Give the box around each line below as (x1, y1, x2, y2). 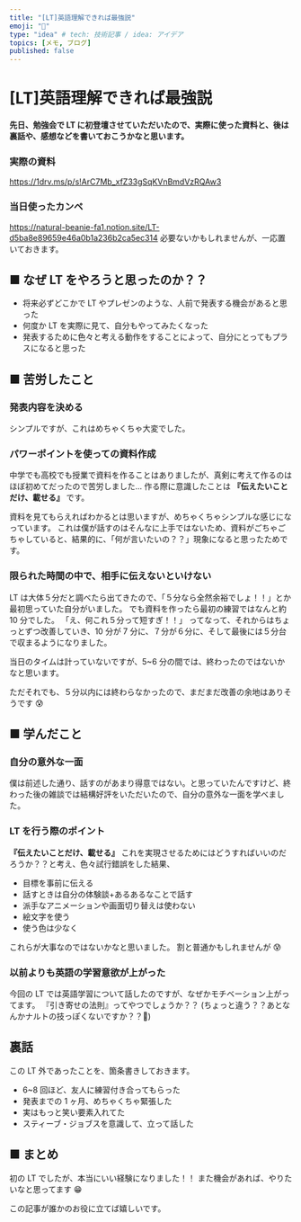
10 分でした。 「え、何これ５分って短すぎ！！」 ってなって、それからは (9, 614, 275, 625)
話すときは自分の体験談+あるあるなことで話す (22, 888, 193, 899)
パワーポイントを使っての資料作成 (9, 448, 156, 460)
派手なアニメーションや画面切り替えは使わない (22, 900, 196, 911)
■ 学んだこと (9, 727, 83, 742)
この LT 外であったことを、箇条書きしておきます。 (9, 1065, 195, 1075)
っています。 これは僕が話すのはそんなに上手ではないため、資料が (9, 522, 254, 533)
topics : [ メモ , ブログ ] (9, 38, 92, 48)
